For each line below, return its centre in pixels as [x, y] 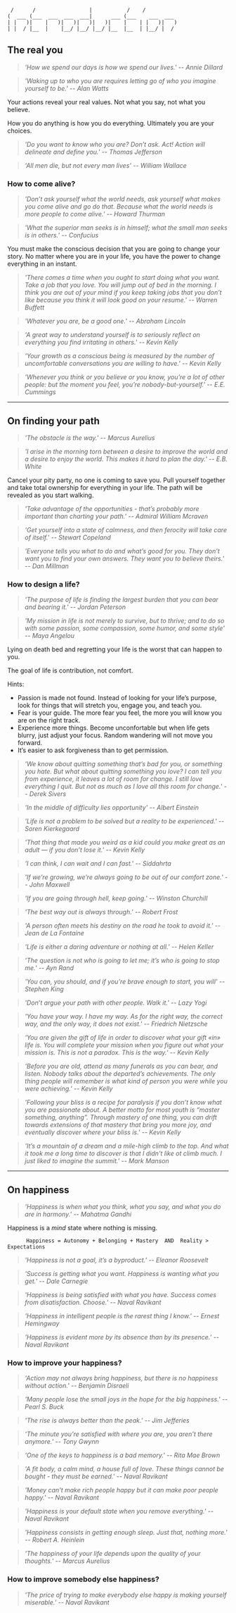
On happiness [38, 1190]
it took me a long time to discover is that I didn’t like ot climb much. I [123, 1153]
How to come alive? [41, 183]
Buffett [34, 307]
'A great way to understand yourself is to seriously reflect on [112, 335]
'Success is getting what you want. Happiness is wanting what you [122, 1274]
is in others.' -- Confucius [61, 235]
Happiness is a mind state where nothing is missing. [83, 1228]
